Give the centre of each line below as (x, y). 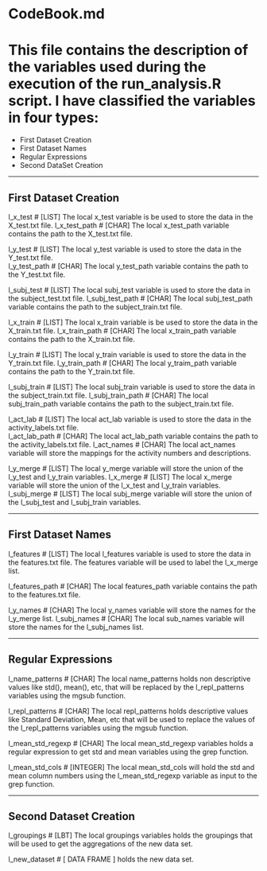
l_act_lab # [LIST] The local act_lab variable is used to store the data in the (130, 419)
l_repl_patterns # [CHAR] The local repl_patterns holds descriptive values (128, 711)
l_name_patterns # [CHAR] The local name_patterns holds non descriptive (130, 679)
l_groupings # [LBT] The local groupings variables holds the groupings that (130, 835)
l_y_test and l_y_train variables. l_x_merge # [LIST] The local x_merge (120, 476)
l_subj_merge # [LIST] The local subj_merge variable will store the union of (130, 493)
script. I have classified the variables (132, 101)
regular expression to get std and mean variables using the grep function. (128, 752)
